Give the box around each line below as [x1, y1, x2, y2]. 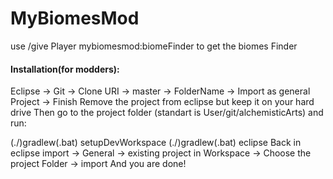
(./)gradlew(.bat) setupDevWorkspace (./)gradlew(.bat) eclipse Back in [10, 137, 302, 149]
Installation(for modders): [10, 63, 120, 75]
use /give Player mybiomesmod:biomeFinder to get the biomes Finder [10, 40, 298, 52]
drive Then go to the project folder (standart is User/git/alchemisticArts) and [10, 107, 324, 119]
